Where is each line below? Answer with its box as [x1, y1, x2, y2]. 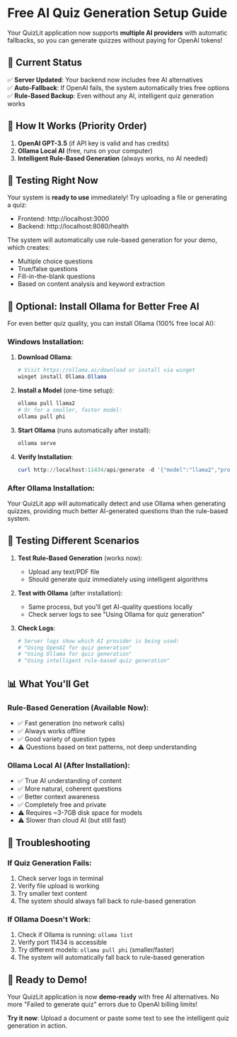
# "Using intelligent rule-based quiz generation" [17, 657, 170, 664]
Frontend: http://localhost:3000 [17, 214, 110, 223]
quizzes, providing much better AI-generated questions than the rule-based [7, 506, 229, 515]
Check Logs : [17, 623, 56, 632]
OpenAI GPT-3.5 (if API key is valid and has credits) [17, 138, 170, 147]
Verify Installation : [17, 452, 74, 461]
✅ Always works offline [17, 726, 86, 735]
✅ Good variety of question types [17, 735, 115, 743]
